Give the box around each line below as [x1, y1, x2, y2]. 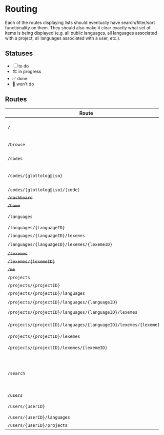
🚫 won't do [12, 81, 34, 87]
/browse [7, 142, 25, 147]
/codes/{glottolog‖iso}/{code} [7, 187, 81, 193]
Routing [5, 3, 38, 15]
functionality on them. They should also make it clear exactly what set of [5, 24, 151, 30]
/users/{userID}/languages [7, 414, 70, 420]
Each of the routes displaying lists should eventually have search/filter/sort [5, 20, 155, 25]
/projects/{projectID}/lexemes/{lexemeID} [7, 345, 108, 350]
